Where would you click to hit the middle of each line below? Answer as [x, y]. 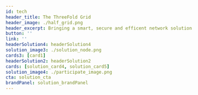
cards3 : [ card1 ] [26, 55]
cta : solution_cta [28, 77]
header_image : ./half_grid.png [44, 22]
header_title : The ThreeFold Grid [48, 17]
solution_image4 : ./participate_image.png [59, 72]
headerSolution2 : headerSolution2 [48, 61]
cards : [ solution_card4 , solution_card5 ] [58, 66]
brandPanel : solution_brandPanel [47, 83]
